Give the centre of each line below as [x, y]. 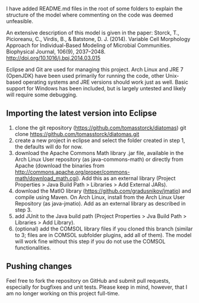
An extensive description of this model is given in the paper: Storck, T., [93, 33]
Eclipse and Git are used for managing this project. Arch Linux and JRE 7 [95, 70]
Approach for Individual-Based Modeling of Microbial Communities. [89, 45]
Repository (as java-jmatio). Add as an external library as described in [100, 203]
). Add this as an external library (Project [126, 178]
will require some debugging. [42, 95]
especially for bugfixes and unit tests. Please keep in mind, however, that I [97, 287]
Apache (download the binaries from [60, 165]
